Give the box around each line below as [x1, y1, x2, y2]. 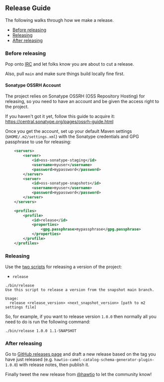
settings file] [5, 305, 37, 310]
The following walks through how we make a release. [5, 17, 114, 23]
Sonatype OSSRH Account [5, 82, 61, 88]
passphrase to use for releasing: [5, 139, 72, 145]
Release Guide [5, 4, 51, 12]
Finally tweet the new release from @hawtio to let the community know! [5, 372, 152, 378]
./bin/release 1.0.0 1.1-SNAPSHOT [5, 328, 77, 334]
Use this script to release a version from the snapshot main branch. [5, 287, 155, 292]
